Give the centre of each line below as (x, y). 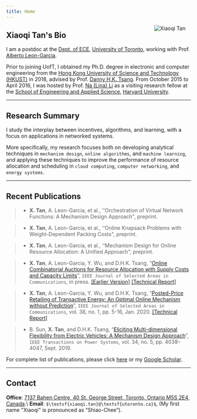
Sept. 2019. (58, 348)
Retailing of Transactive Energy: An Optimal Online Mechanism (105, 299)
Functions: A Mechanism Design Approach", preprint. (94, 217)
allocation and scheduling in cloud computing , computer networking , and (93, 166)
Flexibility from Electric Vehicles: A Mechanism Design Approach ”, (109, 336)
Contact (21, 384)
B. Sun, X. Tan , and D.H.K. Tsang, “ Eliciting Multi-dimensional (103, 329)
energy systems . (26, 172)
